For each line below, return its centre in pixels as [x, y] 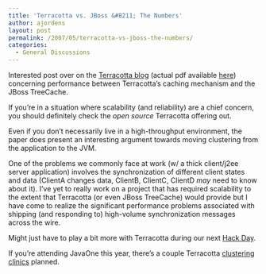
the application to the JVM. [52, 148]
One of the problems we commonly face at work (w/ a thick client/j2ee [123, 163]
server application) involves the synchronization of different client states [127, 172]
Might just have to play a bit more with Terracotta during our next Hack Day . [132, 238]
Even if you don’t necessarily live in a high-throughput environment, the [125, 131]
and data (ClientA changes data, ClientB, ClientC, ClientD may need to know [133, 180]
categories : [28, 45]
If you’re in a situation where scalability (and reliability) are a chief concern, [131, 107]
